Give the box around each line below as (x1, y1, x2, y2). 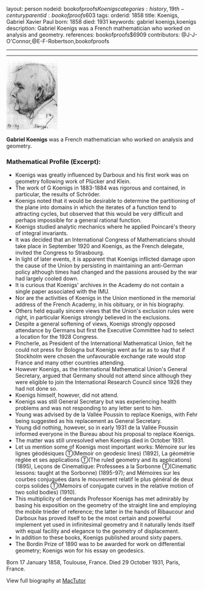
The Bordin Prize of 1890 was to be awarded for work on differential (15, 541, 185, 548)
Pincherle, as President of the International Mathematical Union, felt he (15, 339, 192, 347)
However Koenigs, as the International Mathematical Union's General (15, 366, 188, 373)
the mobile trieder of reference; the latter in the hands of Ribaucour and (15, 508, 194, 516)
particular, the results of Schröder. (15, 191, 101, 198)
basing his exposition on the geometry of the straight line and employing (15, 502, 197, 509)
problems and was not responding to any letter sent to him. (15, 405, 163, 412)
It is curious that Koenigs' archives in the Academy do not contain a (15, 282, 184, 289)
